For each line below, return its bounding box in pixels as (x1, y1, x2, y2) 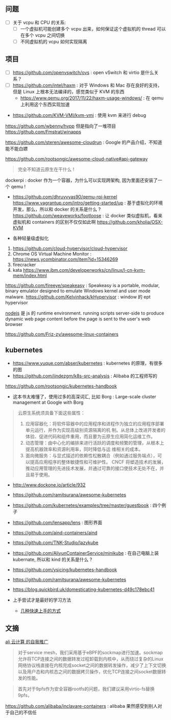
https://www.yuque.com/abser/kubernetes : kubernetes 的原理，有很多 (12, 360, 163, 366)
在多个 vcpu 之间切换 (20, 32, 65, 38)
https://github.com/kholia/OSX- (96, 219, 163, 225)
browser (5, 321, 23, 327)
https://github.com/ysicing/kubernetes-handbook (12, 567, 117, 573)
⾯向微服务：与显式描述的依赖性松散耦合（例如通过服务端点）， (25, 452, 158, 458)
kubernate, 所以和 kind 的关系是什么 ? (12, 556, 92, 562)
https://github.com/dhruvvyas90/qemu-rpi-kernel (12, 193, 117, 200)
